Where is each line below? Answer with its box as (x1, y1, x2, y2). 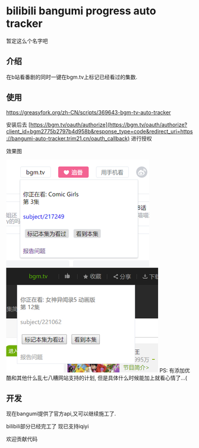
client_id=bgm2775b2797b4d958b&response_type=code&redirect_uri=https (6, 127, 193, 135)
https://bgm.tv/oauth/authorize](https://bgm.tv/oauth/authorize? (30, 121, 188, 128)
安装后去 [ (6, 121, 31, 128)
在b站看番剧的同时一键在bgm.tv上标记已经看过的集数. (6, 73, 138, 80)
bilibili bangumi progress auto (6, 4, 156, 18)
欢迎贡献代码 (6, 435, 37, 443)
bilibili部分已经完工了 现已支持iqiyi (6, 423, 89, 430)
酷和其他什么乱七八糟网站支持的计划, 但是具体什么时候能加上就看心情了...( (6, 374, 188, 381)
